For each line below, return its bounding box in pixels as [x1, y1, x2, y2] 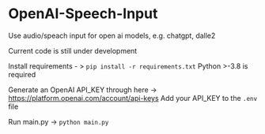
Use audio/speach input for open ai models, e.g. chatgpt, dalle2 [8, 31, 216, 40]
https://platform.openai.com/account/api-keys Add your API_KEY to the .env [8, 93, 258, 102]
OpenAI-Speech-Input [8, 5, 158, 23]
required [8, 69, 36, 79]
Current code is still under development [8, 46, 138, 55]
